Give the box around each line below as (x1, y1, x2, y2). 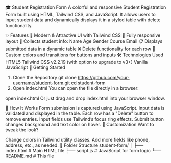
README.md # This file (5, 153, 55, 159)
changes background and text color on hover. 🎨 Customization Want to (5, 122, 154, 127)
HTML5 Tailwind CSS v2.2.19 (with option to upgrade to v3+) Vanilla (5, 59, 148, 65)
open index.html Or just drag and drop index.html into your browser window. (5, 95, 165, 101)
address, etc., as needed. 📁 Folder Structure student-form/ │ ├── (5, 142, 144, 148)
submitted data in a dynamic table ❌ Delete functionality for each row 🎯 (5, 45, 156, 52)
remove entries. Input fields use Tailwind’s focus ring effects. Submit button (5, 116, 164, 122)
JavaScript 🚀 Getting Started (5, 64, 65, 71)
